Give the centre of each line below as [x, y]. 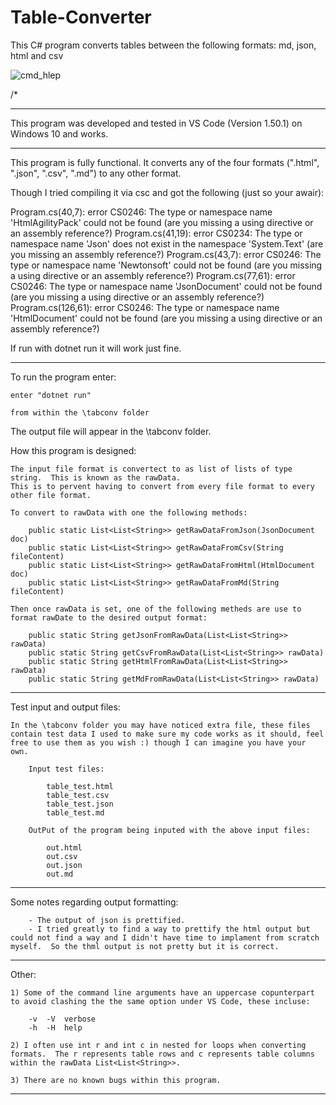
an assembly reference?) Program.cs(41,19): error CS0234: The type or [156, 233]
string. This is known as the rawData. [96, 477]
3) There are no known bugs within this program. [116, 1080]
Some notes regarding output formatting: [94, 902]
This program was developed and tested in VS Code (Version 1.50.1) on [156, 123]
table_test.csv [78, 795]
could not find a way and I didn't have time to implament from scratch [165, 937]
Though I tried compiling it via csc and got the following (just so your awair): [167, 192]
